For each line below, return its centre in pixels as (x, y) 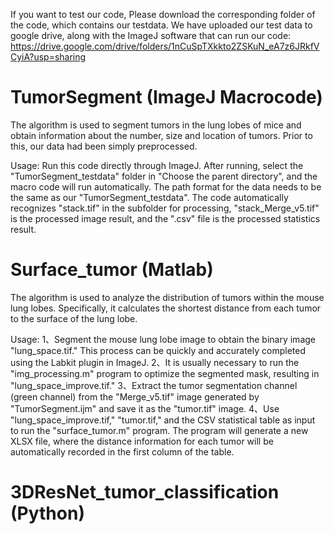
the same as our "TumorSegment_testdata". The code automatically (149, 197)
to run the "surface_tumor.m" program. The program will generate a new (159, 430)
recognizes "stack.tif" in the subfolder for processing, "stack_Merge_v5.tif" (165, 208)
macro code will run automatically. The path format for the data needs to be (166, 186)
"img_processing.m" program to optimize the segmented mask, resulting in (165, 373)
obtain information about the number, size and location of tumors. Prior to (161, 135)
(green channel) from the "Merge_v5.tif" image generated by (135, 396)
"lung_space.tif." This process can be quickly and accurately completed (158, 350)
